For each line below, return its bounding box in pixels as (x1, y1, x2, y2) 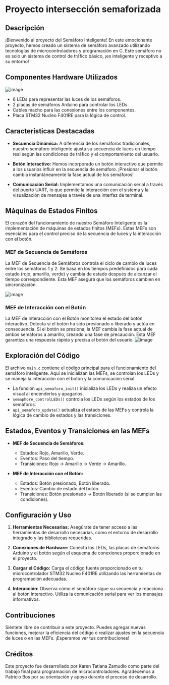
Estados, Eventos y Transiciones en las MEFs (5, 427, 150, 435)
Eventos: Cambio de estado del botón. (20, 485, 100, 491)
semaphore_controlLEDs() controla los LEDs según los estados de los (12, 396, 155, 402)
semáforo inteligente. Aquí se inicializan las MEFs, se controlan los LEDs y (5, 370, 159, 376)
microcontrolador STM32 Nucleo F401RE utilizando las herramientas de (12, 570, 161, 577)
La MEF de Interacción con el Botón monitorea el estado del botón (5, 315, 143, 321)
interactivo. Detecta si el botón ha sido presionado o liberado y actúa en (5, 321, 155, 327)
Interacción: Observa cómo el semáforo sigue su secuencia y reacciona (12, 586, 163, 592)
